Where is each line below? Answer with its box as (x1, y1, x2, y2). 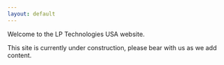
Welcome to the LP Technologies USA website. (7, 30, 145, 38)
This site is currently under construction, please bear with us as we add (7, 43, 217, 52)
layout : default (7, 10, 55, 18)
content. (7, 51, 32, 59)
